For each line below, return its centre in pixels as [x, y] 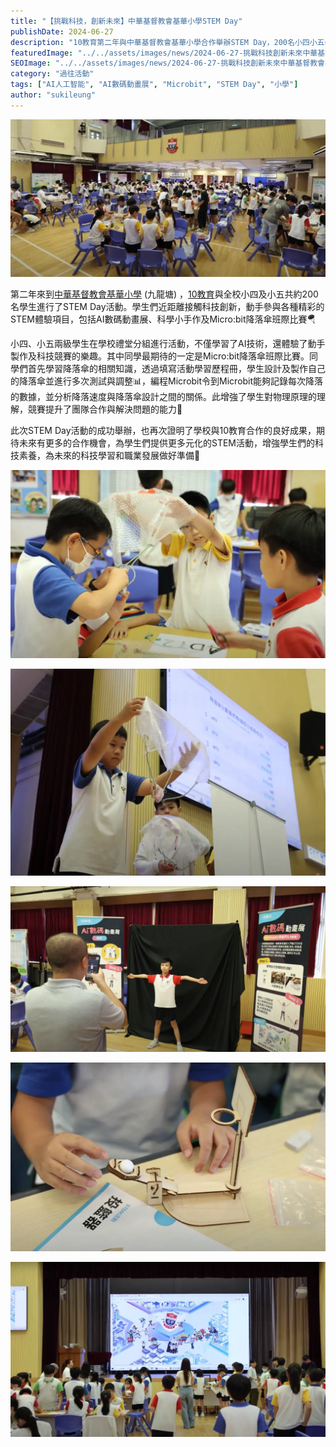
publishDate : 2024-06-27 [62, 31]
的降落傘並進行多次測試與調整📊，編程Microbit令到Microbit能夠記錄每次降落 [167, 381]
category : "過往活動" [52, 74]
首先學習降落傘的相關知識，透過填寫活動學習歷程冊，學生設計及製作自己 [176, 369]
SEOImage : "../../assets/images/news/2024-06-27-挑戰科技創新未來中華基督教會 [167, 63]
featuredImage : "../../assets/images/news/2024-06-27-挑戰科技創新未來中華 [164, 53]
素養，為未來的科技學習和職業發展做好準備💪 [109, 456]
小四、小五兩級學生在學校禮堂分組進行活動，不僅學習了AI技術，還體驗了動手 [168, 344]
